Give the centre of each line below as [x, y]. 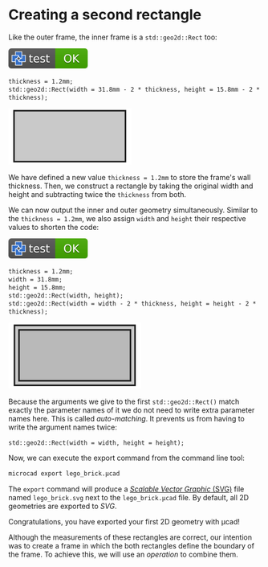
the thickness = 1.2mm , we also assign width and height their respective [127, 218]
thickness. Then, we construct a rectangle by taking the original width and [131, 186]
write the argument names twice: [63, 427]
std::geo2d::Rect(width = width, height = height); [96, 443]
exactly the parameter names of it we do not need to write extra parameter [132, 410]
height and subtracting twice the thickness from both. [97, 194]
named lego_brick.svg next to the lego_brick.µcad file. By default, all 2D [129, 497]
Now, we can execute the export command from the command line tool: [126, 458]
